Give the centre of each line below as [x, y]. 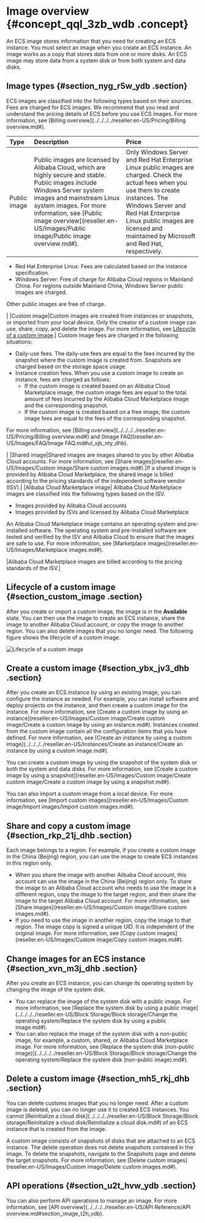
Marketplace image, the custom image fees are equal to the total [105, 392]
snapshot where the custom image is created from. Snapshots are [98, 360]
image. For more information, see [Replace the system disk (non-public [104, 1047]
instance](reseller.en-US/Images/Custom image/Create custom [86, 718]
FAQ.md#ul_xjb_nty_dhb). [96, 443]
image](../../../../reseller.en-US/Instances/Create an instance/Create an [95, 744]
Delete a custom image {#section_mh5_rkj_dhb [98, 1079]
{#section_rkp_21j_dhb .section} [69, 836]
